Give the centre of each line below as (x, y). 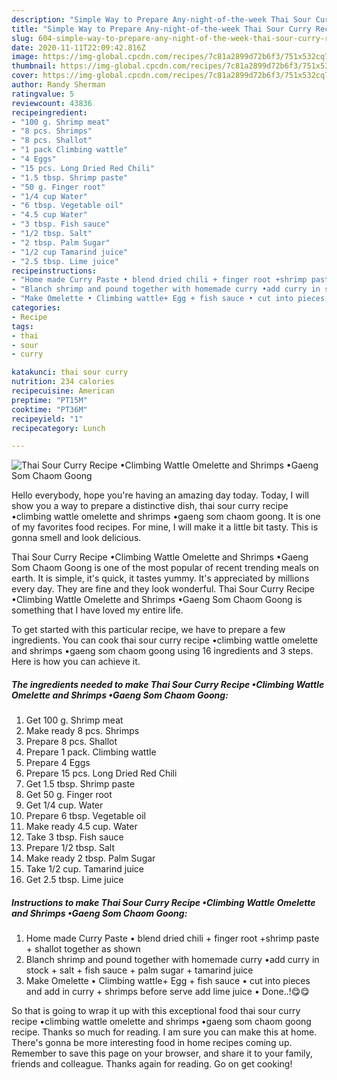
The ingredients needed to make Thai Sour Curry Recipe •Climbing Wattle (168, 684)
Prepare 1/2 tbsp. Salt (70, 848)
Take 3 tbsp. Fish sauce (74, 837)
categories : (36, 308)
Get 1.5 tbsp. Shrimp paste (80, 784)
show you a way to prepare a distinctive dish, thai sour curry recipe (150, 506)
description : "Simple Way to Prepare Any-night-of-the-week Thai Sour (161, 19)
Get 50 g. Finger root (69, 795)
